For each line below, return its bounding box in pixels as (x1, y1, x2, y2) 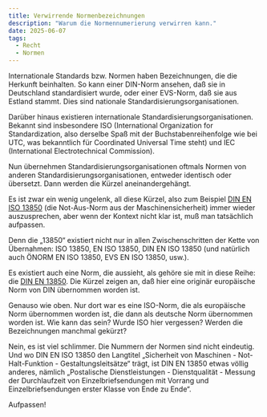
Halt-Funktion (8, 358, 54, 368)
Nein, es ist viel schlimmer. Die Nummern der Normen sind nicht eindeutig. (8, 342, 255, 351)
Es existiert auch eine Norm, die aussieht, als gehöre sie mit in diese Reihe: (8, 268, 256, 277)
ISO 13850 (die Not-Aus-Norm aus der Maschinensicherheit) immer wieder (8, 203, 256, 213)
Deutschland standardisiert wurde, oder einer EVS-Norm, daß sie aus (8, 88, 237, 97)
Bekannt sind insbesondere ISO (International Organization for (8, 121, 214, 130)
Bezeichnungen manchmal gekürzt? (8, 326, 127, 335)
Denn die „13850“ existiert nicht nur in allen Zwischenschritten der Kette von (8, 236, 260, 245)
